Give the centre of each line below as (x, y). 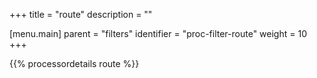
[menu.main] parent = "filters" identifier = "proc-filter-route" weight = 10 (158, 33)
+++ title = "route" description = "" (81, 14)
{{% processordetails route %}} (74, 63)
